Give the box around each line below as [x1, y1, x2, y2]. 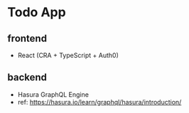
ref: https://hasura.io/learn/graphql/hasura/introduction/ [17, 97, 182, 106]
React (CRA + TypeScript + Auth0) [17, 51, 119, 59]
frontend [7, 32, 48, 44]
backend [7, 71, 48, 83]
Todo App [7, 4, 66, 20]
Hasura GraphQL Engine [17, 90, 89, 99]
